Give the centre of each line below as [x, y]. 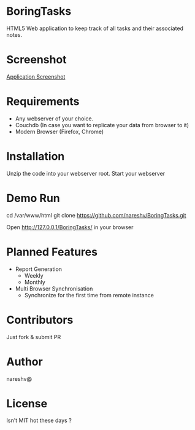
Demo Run [33, 198]
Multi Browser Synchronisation [54, 288]
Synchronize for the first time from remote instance [89, 295]
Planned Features [52, 252]
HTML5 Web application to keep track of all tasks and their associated [95, 28]
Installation [36, 156]
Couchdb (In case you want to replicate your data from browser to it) [102, 125]
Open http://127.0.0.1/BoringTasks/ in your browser [70, 227]
